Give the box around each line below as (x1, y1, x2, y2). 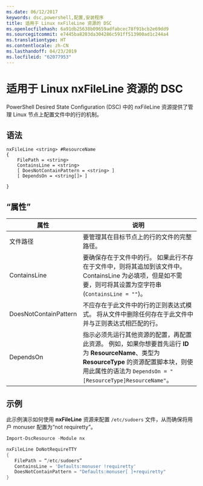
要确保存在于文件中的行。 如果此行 (82, 253, 182, 262)
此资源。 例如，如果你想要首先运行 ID (82, 340, 189, 348)
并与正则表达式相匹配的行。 (82, 319, 162, 328)
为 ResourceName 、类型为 (82, 349, 160, 358)
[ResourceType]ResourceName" (82, 377, 167, 384)
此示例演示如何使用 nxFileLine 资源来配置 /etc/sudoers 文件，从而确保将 (6, 416, 188, 423)
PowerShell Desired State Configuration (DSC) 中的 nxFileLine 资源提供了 (6, 103, 188, 110)
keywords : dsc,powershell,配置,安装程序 (6, 15, 104, 21)
